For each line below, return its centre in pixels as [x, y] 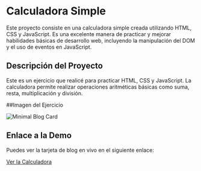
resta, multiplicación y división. [45, 93]
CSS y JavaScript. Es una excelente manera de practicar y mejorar [89, 34]
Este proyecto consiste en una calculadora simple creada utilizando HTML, [99, 28]
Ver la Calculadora [29, 161]
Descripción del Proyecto [55, 66]
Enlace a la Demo [39, 136]
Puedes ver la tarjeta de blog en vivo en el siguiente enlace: [80, 150]
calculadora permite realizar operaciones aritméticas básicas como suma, [98, 87]
